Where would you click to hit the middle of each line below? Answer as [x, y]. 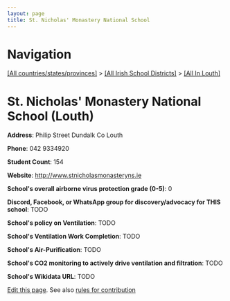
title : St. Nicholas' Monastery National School [79, 20]
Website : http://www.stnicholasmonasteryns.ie [74, 175]
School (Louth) [51, 116]
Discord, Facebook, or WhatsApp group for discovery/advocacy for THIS [114, 202]
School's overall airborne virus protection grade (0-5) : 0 [90, 189]
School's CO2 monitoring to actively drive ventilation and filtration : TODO [115, 263]
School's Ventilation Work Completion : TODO [74, 237]
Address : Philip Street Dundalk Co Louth [65, 135]
